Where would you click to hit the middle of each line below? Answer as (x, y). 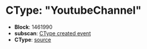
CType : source (33, 39)
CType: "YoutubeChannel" (73, 10)
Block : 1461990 (33, 27)
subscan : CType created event (52, 33)
